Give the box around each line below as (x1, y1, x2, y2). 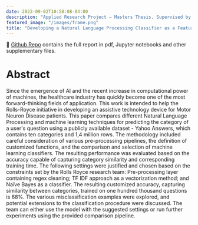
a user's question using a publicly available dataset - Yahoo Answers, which (6, 125, 191, 132)
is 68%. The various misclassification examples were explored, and (6, 193, 170, 200)
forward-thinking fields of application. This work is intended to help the (6, 100, 179, 107)
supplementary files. (6, 48, 56, 55)
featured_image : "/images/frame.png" (6, 19, 99, 25)
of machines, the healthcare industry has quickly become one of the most (6, 93, 186, 100)
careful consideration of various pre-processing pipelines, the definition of (6, 137, 187, 145)
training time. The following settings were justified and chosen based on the (6, 162, 190, 169)
